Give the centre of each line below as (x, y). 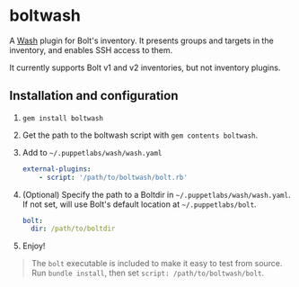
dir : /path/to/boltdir (73, 229)
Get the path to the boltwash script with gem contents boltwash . (140, 135)
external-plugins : (57, 169)
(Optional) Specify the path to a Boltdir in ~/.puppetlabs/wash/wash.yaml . (156, 194)
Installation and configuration (94, 96)
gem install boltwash (62, 118)
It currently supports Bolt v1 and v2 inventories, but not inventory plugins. (145, 67)
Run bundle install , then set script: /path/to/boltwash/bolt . (148, 273)
